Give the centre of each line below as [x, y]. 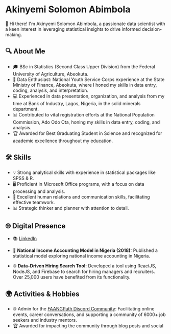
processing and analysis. [39, 191]
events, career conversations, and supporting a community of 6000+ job [89, 315]
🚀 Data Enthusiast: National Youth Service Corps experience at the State [89, 79]
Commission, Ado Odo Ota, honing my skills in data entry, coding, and [86, 122]
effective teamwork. [34, 202]
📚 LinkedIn [25, 239]
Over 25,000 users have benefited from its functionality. [72, 277]
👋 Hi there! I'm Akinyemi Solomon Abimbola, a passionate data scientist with [85, 24]
